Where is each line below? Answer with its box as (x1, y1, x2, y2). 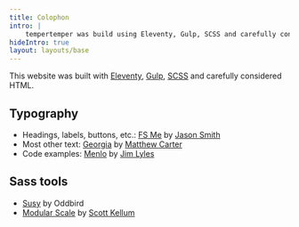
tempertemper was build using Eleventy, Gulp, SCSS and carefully (25, 29, 277, 38)
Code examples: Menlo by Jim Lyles (21, 148, 155, 158)
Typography (9, 106, 78, 121)
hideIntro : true (9, 37, 69, 47)
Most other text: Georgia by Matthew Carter (21, 139, 182, 150)
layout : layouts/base (9, 46, 90, 55)
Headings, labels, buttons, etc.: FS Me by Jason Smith (21, 129, 221, 140)
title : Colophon (9, 12, 69, 22)
